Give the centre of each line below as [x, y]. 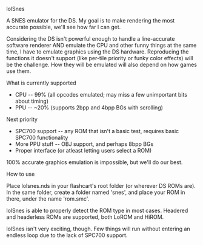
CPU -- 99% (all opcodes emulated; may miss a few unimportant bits [101, 95]
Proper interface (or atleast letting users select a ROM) [83, 150]
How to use [21, 174]
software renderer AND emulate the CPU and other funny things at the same [101, 45]
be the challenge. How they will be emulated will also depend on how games [101, 64]
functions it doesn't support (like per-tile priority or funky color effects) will [100, 58]
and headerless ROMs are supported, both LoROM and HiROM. [85, 217]
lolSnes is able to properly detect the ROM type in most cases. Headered [97, 210]
